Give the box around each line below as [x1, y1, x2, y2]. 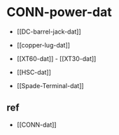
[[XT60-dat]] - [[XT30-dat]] [16, 54, 97, 63]
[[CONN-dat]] [16, 120, 57, 129]
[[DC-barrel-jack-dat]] [16, 27, 81, 36]
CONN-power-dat [6, 4, 113, 20]
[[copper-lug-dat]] [16, 41, 71, 49]
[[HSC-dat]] [16, 68, 52, 76]
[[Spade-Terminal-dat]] [16, 81, 85, 90]
